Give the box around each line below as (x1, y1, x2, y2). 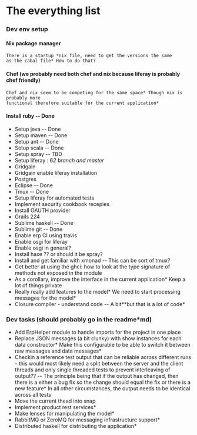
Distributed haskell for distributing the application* (14, 423, 137, 430)
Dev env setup (6, 25, 48, 34)
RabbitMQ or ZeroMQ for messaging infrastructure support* (14, 416, 161, 423)
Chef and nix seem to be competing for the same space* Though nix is (6, 89, 183, 95)
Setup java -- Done (14, 125, 61, 132)
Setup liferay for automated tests (14, 194, 95, 201)
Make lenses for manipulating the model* (14, 410, 115, 417)
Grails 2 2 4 (14, 213, 40, 220)
